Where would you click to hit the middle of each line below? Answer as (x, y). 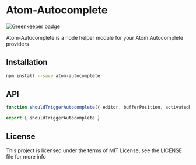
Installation (27, 62)
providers (17, 44)
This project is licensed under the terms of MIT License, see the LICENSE (94, 150)
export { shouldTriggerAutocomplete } (53, 118)
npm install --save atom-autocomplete (53, 76)
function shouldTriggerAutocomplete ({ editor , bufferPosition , (85, 108)
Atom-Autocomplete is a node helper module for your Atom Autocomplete (95, 37)
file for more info (26, 157)
